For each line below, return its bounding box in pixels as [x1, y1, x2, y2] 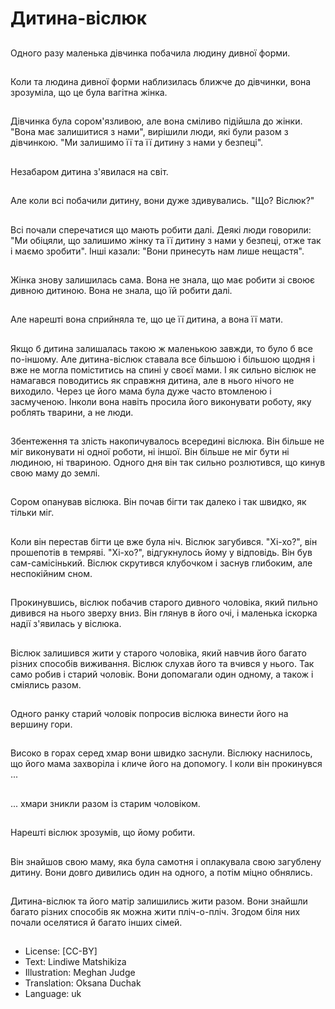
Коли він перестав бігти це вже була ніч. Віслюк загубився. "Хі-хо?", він [10, 535, 318, 547]
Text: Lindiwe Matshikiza [24, 956, 127, 968]
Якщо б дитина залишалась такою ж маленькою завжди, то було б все [10, 342, 313, 354]
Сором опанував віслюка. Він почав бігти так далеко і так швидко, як [10, 496, 307, 508]
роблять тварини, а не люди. [10, 406, 134, 418]
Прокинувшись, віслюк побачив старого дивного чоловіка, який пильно [10, 597, 318, 609]
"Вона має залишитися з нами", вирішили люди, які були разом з [10, 126, 289, 138]
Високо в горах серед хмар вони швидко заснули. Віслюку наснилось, [10, 747, 313, 759]
